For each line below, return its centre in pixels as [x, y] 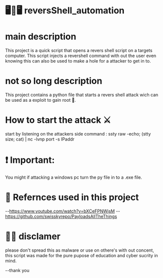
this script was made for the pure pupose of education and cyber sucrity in [82, 255]
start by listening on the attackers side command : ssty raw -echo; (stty [78, 134]
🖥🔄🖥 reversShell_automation [65, 11]
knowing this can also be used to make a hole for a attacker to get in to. [78, 61]
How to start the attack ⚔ [58, 120]
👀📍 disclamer [33, 237]
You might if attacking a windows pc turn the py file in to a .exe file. [74, 177]
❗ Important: [30, 160]
